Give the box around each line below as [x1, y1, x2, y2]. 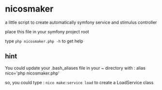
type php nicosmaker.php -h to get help [5, 38, 84, 44]
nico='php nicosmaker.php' [5, 70, 59, 76]
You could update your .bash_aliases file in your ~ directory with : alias [5, 65, 146, 71]
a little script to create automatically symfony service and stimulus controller [5, 19, 157, 25]
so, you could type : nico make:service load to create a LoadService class [5, 79, 154, 85]
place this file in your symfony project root [5, 29, 89, 34]
